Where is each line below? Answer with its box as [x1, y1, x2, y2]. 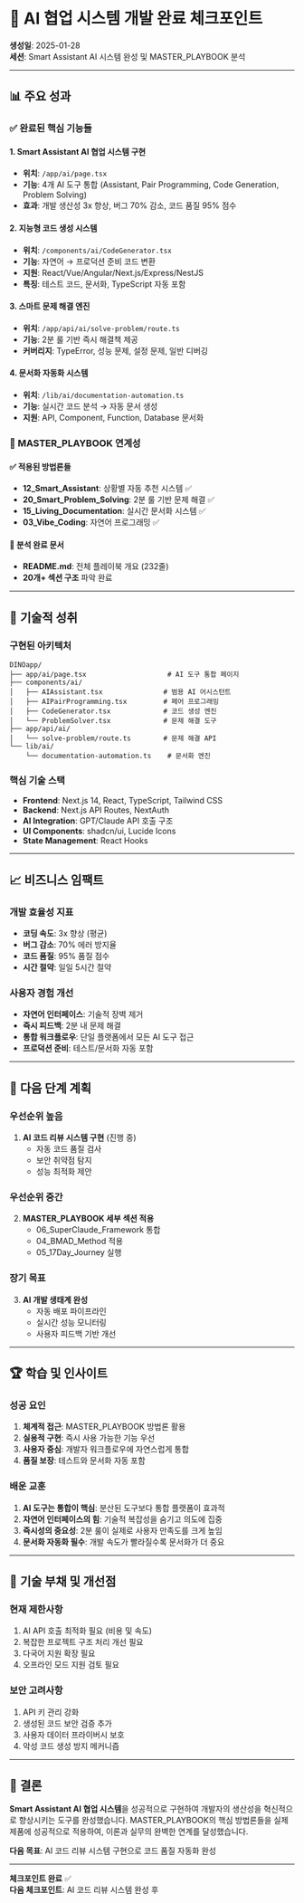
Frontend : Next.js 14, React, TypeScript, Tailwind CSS [22, 795, 223, 806]
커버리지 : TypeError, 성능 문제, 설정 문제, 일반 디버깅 [22, 345, 208, 356]
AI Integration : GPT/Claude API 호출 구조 [22, 815, 174, 826]
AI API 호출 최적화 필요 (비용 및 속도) [22, 1625, 152, 1636]
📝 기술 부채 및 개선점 [9, 1574, 117, 1589]
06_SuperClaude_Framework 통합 [35, 1224, 161, 1235]
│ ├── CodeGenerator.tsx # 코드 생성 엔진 [9, 707, 217, 716]
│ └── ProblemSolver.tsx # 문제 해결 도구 [9, 717, 217, 726]
